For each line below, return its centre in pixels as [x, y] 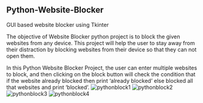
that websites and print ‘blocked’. [48, 87]
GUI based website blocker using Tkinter [57, 24]
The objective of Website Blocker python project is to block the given [93, 37]
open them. [21, 56]
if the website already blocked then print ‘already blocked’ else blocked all [100, 80]
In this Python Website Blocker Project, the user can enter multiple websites [102, 68]
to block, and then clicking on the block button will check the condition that [101, 74]
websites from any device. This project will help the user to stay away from [101, 43]
